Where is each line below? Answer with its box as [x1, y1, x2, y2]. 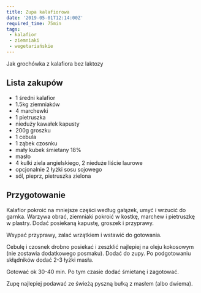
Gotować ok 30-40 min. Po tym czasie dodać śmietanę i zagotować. [6, 268, 179, 275]
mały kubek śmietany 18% [15, 146, 82, 153]
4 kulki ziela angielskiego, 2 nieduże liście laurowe [15, 159, 143, 166]
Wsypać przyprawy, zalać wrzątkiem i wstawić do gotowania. [6, 231, 162, 238]
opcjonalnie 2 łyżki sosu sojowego [15, 166, 102, 173]
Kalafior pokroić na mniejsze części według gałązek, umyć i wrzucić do [6, 206, 186, 213]
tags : [6, 26, 20, 32]
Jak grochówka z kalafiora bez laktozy [6, 59, 104, 67]
